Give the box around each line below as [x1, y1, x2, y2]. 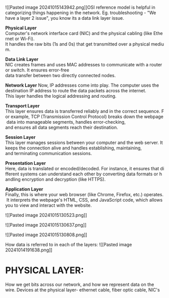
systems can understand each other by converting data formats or [20, 171, 158, 177]
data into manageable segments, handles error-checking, [6, 119, 126, 125]
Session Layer [5, 134, 36, 140]
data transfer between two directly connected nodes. [5, 72, 116, 78]
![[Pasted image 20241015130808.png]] [5, 232, 87, 238]
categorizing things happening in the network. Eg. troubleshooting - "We [5, 10, 156, 16]
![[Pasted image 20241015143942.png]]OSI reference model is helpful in [5, 5, 155, 10]
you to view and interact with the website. [5, 202, 92, 208]
